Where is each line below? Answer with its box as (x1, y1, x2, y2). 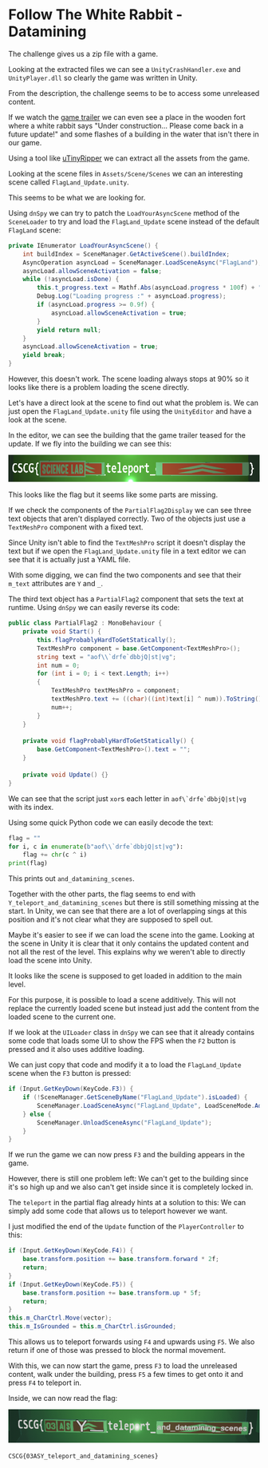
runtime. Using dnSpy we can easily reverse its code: (8, 603, 180, 613)
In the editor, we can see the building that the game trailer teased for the (8, 430, 246, 440)
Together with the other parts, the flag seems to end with (8, 889, 196, 899)
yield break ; (22, 351, 66, 359)
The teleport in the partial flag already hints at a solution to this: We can (8, 1198, 246, 1208)
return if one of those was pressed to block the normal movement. (8, 1346, 226, 1355)
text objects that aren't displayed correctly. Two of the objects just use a (8, 514, 246, 524)
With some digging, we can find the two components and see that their (8, 570, 242, 580)
